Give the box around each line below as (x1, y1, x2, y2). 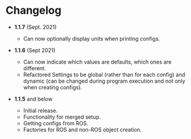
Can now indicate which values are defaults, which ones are (23, 58, 172, 65)
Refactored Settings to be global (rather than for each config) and (23, 71, 186, 78)
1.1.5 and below (14, 95, 53, 102)
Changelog (5, 4, 62, 17)
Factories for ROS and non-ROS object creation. (23, 126, 142, 133)
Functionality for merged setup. (23, 113, 101, 120)
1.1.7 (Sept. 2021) (14, 23, 57, 31)
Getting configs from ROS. (23, 119, 89, 126)
